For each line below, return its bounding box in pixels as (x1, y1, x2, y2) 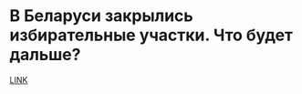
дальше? (9, 45, 81, 65)
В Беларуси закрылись (9, 5, 193, 26)
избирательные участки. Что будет (9, 25, 294, 46)
